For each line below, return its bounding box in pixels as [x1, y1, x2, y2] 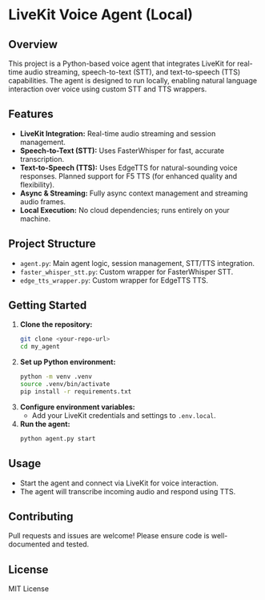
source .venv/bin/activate [19, 381, 110, 389]
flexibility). [19, 179, 54, 189]
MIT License [8, 584, 50, 594]
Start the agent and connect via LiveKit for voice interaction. [19, 478, 219, 488]
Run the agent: [19, 419, 70, 429]
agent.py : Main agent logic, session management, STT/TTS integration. [19, 258, 255, 268]
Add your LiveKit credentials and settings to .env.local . [31, 410, 216, 420]
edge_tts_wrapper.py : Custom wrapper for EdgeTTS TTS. [19, 275, 208, 285]
